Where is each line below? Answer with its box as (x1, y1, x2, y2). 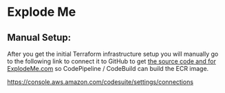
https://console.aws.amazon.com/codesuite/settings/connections (7, 78, 194, 86)
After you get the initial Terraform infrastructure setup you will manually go (7, 50, 219, 58)
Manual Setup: (7, 32, 72, 43)
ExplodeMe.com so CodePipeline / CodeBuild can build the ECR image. (7, 65, 209, 72)
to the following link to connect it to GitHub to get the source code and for (7, 57, 217, 65)
